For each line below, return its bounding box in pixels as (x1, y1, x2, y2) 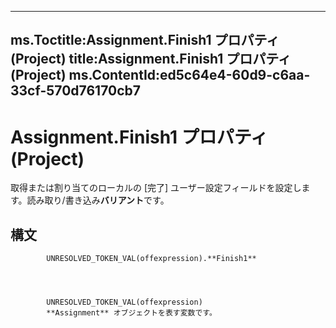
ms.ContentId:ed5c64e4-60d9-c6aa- (68, 67, 311, 84)
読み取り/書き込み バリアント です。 (26, 194, 170, 206)
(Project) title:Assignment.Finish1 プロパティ (10, 51, 292, 68)
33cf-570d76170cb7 (10, 82, 141, 100)
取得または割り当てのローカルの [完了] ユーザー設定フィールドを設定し (10, 182, 302, 194)
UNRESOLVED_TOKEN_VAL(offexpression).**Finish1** (46, 254, 257, 264)
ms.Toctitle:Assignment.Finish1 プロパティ (10, 32, 280, 49)
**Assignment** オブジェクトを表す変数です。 (46, 308, 217, 318)
